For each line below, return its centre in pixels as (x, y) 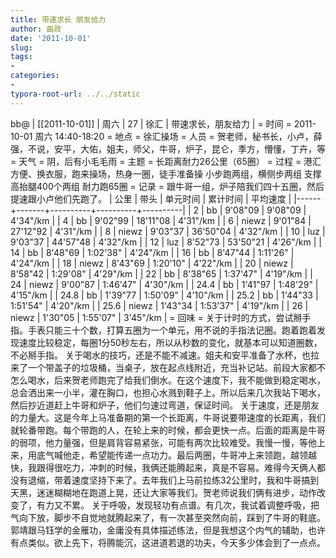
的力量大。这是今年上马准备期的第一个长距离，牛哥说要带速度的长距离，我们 (168, 417)
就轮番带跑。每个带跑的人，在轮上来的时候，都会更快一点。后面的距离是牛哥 (168, 430)
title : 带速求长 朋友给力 (58, 19)
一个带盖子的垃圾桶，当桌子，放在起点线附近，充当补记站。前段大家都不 (176, 367)
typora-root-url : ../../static (75, 94)
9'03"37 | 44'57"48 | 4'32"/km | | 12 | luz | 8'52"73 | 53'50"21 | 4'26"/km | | (166, 242)
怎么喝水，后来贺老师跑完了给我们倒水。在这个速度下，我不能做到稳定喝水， (168, 380)
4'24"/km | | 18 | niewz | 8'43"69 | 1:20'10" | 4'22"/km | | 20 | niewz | (152, 263)
